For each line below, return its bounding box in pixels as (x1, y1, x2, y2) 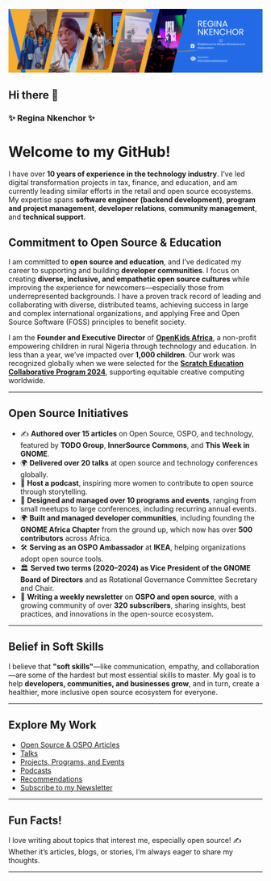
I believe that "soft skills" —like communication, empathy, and (8, 661, 215, 671)
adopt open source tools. (19, 554, 104, 563)
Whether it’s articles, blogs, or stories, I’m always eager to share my (8, 847, 234, 857)
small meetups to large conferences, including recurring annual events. (19, 504, 257, 513)
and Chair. (19, 583, 55, 592)
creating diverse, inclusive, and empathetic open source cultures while (8, 274, 250, 284)
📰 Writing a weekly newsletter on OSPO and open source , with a (19, 592, 239, 601)
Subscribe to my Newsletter (19, 782, 113, 792)
